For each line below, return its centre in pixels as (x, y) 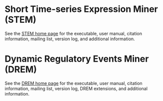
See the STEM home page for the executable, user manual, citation (74, 33)
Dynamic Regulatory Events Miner (77, 59)
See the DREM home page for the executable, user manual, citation (74, 83)
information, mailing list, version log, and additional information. (70, 39)
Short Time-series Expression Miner (81, 9)
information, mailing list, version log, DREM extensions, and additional (76, 89)
